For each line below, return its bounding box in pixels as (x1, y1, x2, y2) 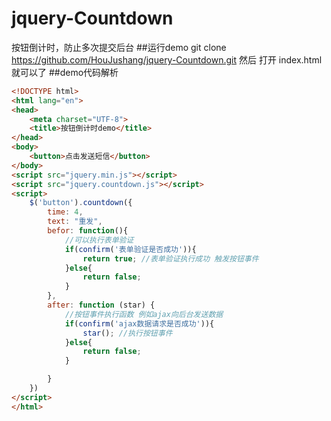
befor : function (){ (47, 226, 129, 236)
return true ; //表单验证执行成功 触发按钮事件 (82, 253, 259, 264)
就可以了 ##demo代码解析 (11, 66, 119, 78)
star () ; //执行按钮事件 (82, 328, 173, 338)
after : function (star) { (47, 300, 156, 311)
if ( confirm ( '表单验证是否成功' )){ (64, 244, 197, 254)
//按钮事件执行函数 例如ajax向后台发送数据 (64, 309, 224, 319)
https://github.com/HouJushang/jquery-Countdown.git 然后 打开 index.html (11, 53, 323, 66)
